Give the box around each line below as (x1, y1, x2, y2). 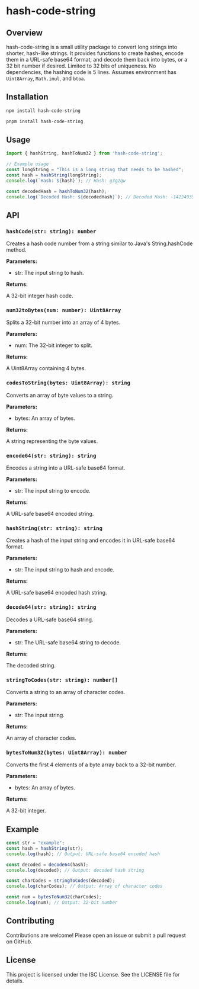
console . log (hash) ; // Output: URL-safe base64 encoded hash (6, 851, 161, 857)
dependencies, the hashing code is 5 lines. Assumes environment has (6, 69, 176, 75)
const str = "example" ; (6, 840, 65, 846)
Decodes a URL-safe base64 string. (6, 616, 94, 623)
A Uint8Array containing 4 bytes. (6, 365, 86, 372)
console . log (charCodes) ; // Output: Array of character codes (6, 884, 163, 890)
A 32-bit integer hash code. (6, 292, 73, 300)
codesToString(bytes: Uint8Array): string (6, 380, 130, 386)
